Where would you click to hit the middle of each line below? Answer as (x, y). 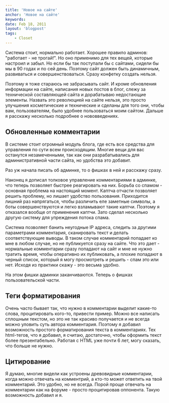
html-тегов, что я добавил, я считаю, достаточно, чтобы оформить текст (83, 335)
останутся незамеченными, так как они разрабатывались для (73, 155)
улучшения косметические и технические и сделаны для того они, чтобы (85, 105)
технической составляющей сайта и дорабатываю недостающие (76, 95)
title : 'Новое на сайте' (31, 10)
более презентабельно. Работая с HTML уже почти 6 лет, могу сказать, (83, 340)
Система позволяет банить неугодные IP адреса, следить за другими (81, 227)
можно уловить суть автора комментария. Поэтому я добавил (73, 324)
